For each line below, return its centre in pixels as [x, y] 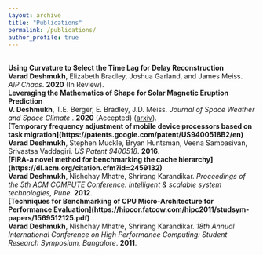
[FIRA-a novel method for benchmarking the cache [93, 160]
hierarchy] [195, 160]
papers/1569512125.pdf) [49, 218]
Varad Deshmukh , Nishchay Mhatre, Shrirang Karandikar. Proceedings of [127, 177]
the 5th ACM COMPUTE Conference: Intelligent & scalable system [115, 184]
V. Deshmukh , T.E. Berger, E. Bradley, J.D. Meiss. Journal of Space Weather [131, 110]
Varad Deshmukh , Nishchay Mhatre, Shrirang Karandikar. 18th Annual [121, 226]
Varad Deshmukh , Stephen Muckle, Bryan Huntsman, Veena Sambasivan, [128, 143]
